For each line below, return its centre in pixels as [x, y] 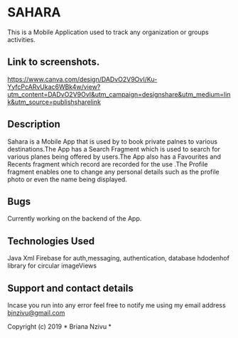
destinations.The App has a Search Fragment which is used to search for [114, 149]
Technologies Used [51, 241]
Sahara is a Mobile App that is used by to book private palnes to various [113, 141]
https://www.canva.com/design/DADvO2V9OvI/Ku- [82, 79]
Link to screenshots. [54, 62]
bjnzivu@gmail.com [36, 313]
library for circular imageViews [52, 266]
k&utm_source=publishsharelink [54, 102]
